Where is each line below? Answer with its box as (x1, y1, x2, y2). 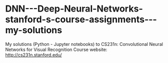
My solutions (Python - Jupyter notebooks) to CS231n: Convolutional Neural (5, 41, 163, 47)
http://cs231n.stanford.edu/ (5, 51, 62, 58)
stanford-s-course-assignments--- (5, 14, 157, 25)
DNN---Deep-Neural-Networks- (5, 3, 143, 15)
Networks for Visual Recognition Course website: (5, 46, 107, 52)
